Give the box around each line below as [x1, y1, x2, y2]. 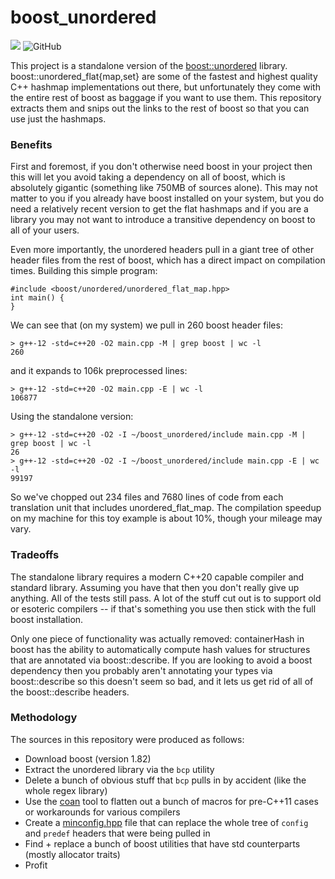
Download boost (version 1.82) [24, 752, 152, 765]
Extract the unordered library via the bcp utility [24, 763, 215, 775]
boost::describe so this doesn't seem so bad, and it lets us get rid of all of [10, 675, 314, 687]
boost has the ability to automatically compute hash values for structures [10, 643, 311, 655]
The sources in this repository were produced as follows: [10, 733, 245, 745]
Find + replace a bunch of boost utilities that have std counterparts [24, 837, 301, 850]
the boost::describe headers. [10, 686, 130, 698]
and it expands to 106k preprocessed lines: [10, 365, 188, 377]
